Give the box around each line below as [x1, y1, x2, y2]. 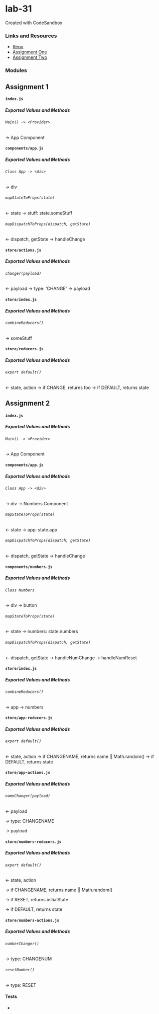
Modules [5, 67, 28, 74]
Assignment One [12, 49, 47, 55]
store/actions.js [5, 248, 42, 253]
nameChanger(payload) [5, 794, 51, 799]
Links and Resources [5, 32, 57, 39]
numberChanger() [5, 941, 39, 946]
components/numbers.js [5, 564, 53, 569]
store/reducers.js [5, 347, 44, 352]
